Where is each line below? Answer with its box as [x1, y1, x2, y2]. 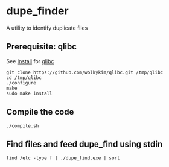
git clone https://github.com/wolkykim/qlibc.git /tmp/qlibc [6, 69, 164, 75]
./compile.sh [6, 122, 39, 129]
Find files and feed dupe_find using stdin [6, 139, 163, 149]
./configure [6, 80, 36, 86]
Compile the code [6, 107, 74, 117]
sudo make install [6, 90, 53, 96]
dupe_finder [6, 4, 69, 18]
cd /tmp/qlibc [6, 74, 42, 81]
